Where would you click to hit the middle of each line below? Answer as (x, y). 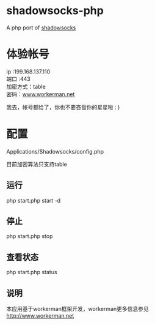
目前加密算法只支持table (37, 164)
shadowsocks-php (55, 11)
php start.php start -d (34, 200)
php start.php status (32, 272)
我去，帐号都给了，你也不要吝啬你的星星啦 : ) (63, 107)
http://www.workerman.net (40, 316)
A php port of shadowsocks (41, 28)
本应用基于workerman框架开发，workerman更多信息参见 (78, 309)
